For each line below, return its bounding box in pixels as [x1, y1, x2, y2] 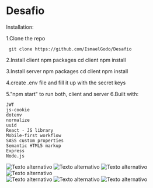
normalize [6, 117, 30, 123]
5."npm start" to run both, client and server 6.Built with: [6, 90, 139, 97]
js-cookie [6, 107, 30, 112]
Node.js [6, 153, 25, 159]
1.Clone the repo [6, 35, 46, 42]
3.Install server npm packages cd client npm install [6, 67, 128, 74]
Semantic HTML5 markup [6, 142, 61, 149]
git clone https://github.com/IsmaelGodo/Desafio [8, 46, 132, 52]
